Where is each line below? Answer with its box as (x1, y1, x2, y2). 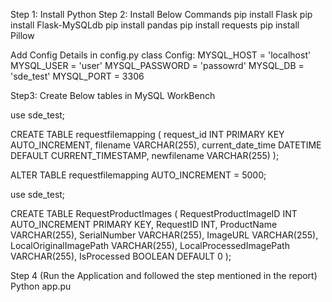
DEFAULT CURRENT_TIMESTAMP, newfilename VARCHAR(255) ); (10, 150, 280, 161)
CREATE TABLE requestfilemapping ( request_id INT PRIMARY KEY (10, 129, 285, 140)
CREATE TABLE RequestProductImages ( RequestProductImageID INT (10, 208, 298, 219)
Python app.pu (10, 280, 72, 292)
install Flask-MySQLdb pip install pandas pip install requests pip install (10, 19, 300, 31)
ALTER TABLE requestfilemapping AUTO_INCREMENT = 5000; (10, 169, 267, 181)
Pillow (10, 30, 35, 41)
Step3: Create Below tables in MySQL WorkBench (10, 90, 216, 101)
